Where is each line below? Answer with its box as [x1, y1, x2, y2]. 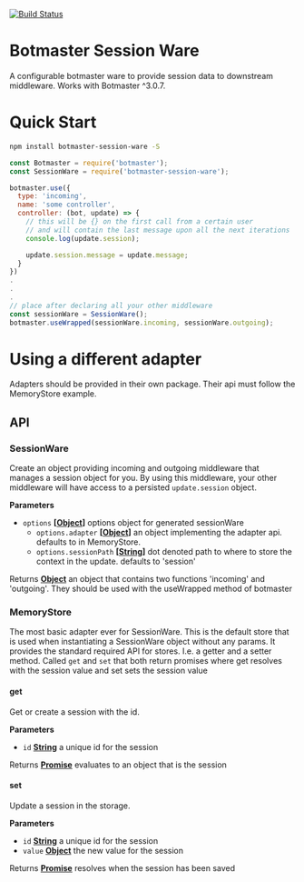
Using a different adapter [9, 348, 202, 369]
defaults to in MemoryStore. [35, 536, 142, 547]
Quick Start [9, 112, 97, 133]
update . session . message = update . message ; [25, 250, 189, 259]
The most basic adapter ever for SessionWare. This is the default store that [9, 626, 289, 637]
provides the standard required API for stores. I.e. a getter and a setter [9, 646, 272, 656]
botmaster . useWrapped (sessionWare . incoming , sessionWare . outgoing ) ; [9, 318, 274, 327]
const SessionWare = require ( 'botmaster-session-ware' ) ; [9, 166, 230, 176]
